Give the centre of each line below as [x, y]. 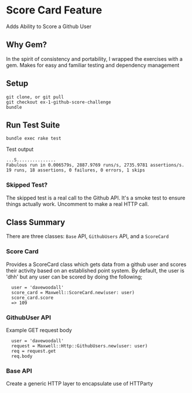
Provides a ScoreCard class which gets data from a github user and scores [96, 264]
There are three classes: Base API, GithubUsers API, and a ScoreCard [88, 236]
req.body [22, 356]
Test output [20, 149]
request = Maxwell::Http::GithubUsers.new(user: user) [80, 346]
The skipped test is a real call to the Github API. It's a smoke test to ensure [96, 198]
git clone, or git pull [35, 97]
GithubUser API [29, 318]
